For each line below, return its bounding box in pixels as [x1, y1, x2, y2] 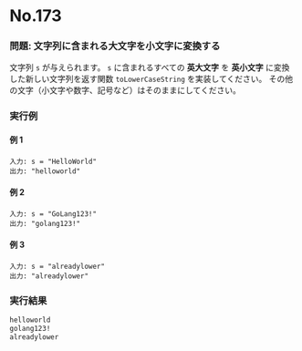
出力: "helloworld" [9, 166, 81, 176]
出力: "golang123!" [9, 219, 81, 228]
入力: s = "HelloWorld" [9, 157, 98, 166]
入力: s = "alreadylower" [9, 262, 105, 272]
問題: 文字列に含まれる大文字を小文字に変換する [9, 40, 221, 53]
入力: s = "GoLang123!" [9, 209, 98, 219]
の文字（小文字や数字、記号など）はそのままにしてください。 [9, 85, 242, 96]
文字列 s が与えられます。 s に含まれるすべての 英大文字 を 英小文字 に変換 [9, 62, 290, 73]
